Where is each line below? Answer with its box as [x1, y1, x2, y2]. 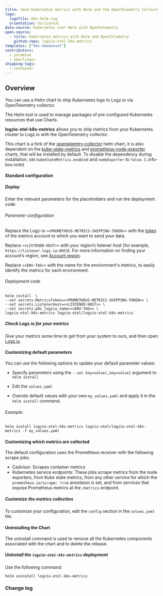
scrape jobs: [5, 455, 30, 461]
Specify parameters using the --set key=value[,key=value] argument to [12, 369, 157, 375]
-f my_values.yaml [22, 428, 60, 434]
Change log [5, 585, 33, 592]
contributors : [5, 48, 34, 53]
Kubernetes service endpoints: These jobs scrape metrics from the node [12, 469, 158, 475]
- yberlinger [9, 57, 36, 62]
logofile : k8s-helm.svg [9, 16, 57, 21]
